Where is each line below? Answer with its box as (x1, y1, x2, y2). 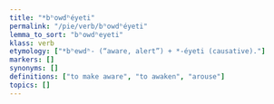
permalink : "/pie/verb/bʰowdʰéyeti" (9, 22, 148, 31)
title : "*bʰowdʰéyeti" (9, 13, 95, 23)
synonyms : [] (9, 64, 59, 73)
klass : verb (9, 38, 54, 48)
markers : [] (9, 55, 54, 64)
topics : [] (9, 80, 51, 90)
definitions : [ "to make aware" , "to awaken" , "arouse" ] (9, 72, 225, 81)
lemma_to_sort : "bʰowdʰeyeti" (9, 30, 124, 39)
